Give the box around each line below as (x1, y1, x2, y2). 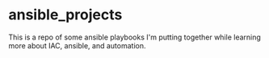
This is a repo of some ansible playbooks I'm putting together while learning (8, 32, 261, 42)
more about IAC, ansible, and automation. (8, 40, 146, 50)
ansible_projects (8, 6, 123, 24)
